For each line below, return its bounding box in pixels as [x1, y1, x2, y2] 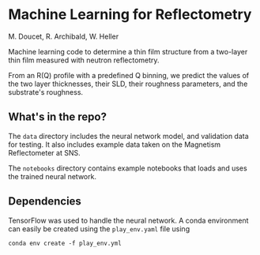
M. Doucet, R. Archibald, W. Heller [8, 32, 119, 41]
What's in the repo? [8, 111, 107, 124]
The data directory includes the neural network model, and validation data [8, 131, 249, 141]
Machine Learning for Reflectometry [8, 6, 252, 24]
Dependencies [8, 195, 81, 208]
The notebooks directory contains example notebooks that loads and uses [8, 163, 247, 173]
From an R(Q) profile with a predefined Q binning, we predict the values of [8, 70, 250, 80]
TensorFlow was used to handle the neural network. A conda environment [8, 216, 249, 225]
